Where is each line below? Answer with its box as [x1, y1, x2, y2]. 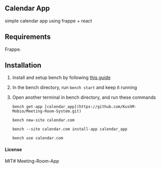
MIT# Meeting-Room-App [5, 158, 59, 164]
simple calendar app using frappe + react [5, 17, 92, 24]
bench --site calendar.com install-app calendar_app [12, 126, 128, 132]
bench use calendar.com [12, 136, 64, 141]
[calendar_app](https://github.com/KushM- [45, 104, 137, 110]
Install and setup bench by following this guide [12, 74, 111, 81]
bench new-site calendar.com [12, 118, 75, 123]
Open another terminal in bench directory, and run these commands [12, 94, 156, 100]
